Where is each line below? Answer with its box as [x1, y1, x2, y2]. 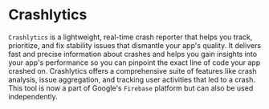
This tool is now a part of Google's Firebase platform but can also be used [8, 83, 254, 93]
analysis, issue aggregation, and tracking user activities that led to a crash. [8, 75, 255, 84]
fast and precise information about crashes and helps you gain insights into [8, 49, 258, 59]
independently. [8, 91, 58, 101]
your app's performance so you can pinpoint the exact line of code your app [8, 58, 261, 67]
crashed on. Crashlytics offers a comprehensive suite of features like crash [8, 66, 257, 75]
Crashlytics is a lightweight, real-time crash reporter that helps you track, [8, 32, 253, 42]
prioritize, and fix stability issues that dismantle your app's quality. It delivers [8, 40, 262, 50]
